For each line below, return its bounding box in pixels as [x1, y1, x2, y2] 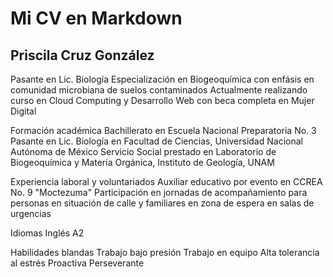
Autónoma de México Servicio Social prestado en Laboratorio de [10, 146, 277, 157]
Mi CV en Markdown [10, 7, 183, 30]
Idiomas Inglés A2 [10, 227, 85, 239]
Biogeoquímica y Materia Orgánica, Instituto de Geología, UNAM [10, 157, 275, 168]
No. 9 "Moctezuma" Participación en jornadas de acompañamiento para [10, 187, 308, 198]
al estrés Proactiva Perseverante [10, 257, 145, 269]
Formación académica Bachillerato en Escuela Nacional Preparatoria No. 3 [10, 125, 317, 136]
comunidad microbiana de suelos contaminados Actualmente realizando [10, 84, 308, 96]
